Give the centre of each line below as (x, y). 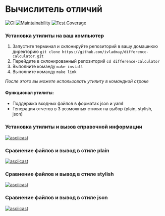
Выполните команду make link (44, 72)
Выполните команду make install (48, 66)
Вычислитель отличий (54, 9)
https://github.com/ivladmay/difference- (105, 52)
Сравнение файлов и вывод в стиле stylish (59, 174)
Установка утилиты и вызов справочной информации (74, 127)
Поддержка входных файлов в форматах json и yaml (68, 104)
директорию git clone (36, 52)
